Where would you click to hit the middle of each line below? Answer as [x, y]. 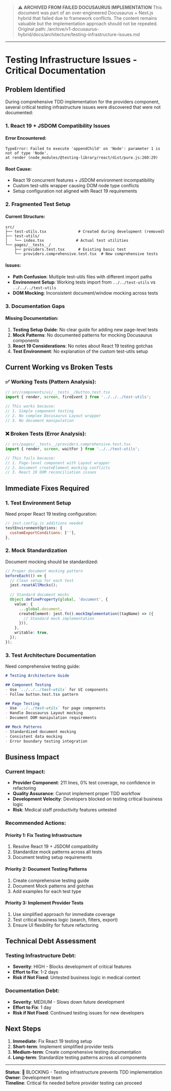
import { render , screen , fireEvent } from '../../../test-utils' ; [78, 397]
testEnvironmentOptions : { [34, 528]
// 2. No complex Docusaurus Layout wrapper [53, 416]
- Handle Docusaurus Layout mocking [44, 713]
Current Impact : [25, 771]
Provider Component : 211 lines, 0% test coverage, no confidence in [84, 783]
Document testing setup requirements [52, 857]
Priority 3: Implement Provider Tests [45, 903]
